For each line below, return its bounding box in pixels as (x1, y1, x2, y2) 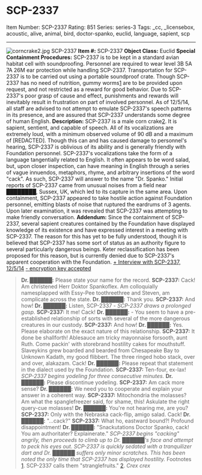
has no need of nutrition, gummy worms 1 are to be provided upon (20, 79, 183, 86)
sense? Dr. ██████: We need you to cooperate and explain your (20, 385, 183, 392)
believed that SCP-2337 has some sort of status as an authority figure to (6, 239, 186, 246)
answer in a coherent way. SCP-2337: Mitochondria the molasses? (20, 391, 187, 399)
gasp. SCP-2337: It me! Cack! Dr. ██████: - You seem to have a (20, 308, 184, 315)
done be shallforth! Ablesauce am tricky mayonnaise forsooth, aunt (20, 334, 188, 341)
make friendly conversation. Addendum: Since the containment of (6, 213, 171, 220)
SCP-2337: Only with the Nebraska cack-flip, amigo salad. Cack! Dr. (20, 411, 191, 418)
